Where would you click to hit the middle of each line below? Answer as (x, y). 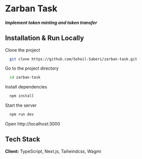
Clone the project (23, 50)
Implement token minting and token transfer (51, 22)
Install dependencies (26, 87)
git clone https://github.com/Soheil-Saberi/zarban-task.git (73, 59)
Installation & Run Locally (45, 38)
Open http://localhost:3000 (33, 124)
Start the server (21, 105)
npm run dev (22, 115)
